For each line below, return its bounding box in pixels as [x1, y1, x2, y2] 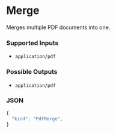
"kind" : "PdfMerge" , [11, 115, 63, 122]
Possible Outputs [6, 68, 58, 76]
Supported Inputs [6, 39, 59, 47]
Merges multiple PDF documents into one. [6, 24, 111, 31]
